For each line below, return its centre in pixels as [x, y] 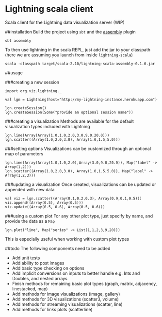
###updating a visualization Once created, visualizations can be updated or [81, 184]
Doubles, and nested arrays [40, 278]
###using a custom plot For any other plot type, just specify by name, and [79, 216]
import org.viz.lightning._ [33, 91]
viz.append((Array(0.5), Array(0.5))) [44, 202]
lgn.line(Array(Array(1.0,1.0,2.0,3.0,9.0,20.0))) [57, 135]
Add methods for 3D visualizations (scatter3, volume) [65, 299]
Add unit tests [26, 258]
